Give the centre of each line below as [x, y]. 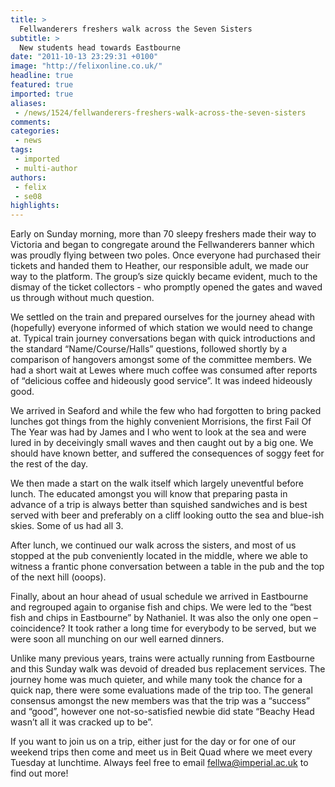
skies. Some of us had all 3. [67, 526]
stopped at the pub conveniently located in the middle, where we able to [159, 556]
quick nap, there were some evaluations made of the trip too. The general [161, 690]
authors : [28, 177]
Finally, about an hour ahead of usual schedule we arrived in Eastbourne [159, 597]
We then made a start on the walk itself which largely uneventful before [157, 483]
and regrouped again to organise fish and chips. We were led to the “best [161, 607]
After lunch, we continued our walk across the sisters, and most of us [153, 545]
